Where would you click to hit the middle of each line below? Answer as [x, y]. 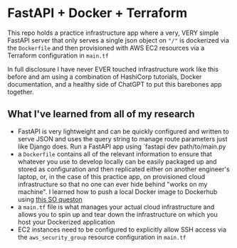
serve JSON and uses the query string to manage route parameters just [122, 139]
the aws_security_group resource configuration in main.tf [102, 237]
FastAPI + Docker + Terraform [98, 13]
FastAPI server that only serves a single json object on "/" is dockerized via [118, 40]
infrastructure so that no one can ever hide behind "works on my [112, 184]
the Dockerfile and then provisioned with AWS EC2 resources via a [106, 48]
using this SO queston [50, 199]
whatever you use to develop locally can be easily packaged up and [117, 161]
